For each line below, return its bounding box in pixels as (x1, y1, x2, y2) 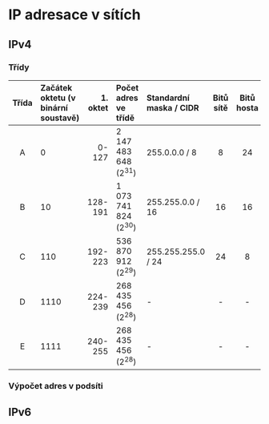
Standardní (147, 92, 190, 103)
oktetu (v (40, 92, 76, 103)
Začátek (40, 82, 73, 93)
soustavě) (40, 112, 80, 123)
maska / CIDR (147, 102, 199, 113)
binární (40, 102, 68, 113)
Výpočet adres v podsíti (8, 381, 103, 392)
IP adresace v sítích (8, 6, 142, 24)
